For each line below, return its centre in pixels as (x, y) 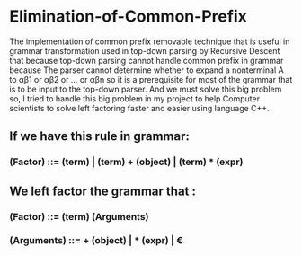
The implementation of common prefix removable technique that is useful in (150, 41)
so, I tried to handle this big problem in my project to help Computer (135, 98)
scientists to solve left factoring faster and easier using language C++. (139, 108)
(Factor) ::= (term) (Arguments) (79, 216)
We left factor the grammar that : (102, 191)
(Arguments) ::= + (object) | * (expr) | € (96, 241)
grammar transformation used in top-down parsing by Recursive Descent (145, 50)
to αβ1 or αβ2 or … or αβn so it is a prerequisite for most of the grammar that (151, 79)
